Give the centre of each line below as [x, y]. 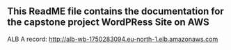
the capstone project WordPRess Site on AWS [109, 23]
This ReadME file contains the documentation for [115, 11]
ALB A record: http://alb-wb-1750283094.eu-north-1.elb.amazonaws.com [113, 39]
